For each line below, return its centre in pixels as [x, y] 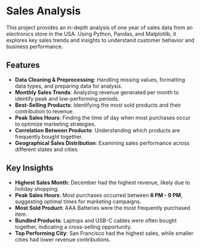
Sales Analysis [44, 11]
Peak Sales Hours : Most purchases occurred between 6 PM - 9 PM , [99, 195]
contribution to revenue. [44, 111]
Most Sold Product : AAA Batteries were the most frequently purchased [102, 207]
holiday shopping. [37, 188]
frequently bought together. [49, 137]
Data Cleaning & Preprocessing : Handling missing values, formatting [100, 79]
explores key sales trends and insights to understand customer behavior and [100, 40]
